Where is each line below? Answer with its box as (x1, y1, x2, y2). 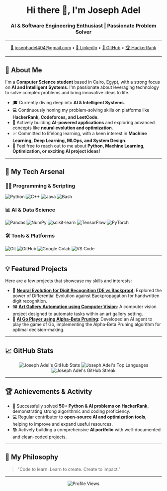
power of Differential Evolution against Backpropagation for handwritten (12, 293, 160, 299)
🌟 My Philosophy (5, 453, 59, 462)
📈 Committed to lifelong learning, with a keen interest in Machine (12, 131, 147, 137)
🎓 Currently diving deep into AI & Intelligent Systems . (12, 100, 125, 106)
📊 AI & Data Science (5, 206, 56, 213)
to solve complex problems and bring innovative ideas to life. (5, 90, 130, 96)
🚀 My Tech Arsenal (5, 167, 65, 176)
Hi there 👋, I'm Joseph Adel (26, 4, 141, 16)
